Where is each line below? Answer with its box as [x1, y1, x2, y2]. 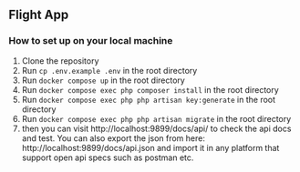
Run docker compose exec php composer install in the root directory [21, 84, 279, 95]
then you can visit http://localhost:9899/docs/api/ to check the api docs [21, 123, 292, 134]
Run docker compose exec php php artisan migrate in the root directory [21, 113, 292, 124]
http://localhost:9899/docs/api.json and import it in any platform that [21, 142, 280, 153]
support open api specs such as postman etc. [21, 152, 194, 163]
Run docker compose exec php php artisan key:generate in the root [21, 94, 275, 105]
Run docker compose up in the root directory [21, 75, 186, 86]
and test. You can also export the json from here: [21, 132, 206, 144]
